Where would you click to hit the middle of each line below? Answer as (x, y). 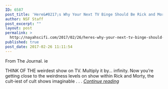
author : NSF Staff (24, 19)
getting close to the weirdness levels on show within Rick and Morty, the (79, 76)
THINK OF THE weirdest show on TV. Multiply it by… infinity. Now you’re (79, 71)
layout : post (19, 28)
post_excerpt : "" (23, 24)
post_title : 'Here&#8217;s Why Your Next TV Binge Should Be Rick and (80, 14)
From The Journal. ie (27, 61)
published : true (22, 42)
